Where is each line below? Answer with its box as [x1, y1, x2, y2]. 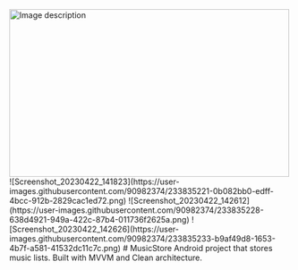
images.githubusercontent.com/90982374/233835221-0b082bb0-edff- [9, 186, 275, 196]
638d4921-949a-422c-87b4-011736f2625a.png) [9, 215, 190, 224]
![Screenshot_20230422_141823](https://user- [9, 176, 180, 187]
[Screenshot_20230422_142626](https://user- [9, 224, 180, 234]
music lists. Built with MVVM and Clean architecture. [9, 252, 203, 263]
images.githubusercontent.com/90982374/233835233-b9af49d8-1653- [9, 233, 276, 244]
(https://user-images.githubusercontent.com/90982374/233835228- [9, 205, 264, 215]
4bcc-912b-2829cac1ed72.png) [9, 196, 127, 206]
